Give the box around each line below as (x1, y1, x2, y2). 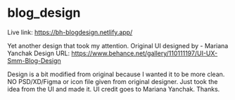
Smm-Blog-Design (7, 56, 61, 64)
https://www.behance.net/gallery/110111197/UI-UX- (71, 49, 218, 57)
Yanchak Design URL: (7, 49, 70, 57)
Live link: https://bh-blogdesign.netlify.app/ (7, 28, 133, 36)
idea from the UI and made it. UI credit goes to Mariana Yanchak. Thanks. (7, 85, 220, 93)
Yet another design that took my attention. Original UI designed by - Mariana (7, 41, 229, 50)
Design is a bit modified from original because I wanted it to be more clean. (7, 70, 225, 78)
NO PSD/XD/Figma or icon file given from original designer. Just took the (7, 77, 218, 85)
